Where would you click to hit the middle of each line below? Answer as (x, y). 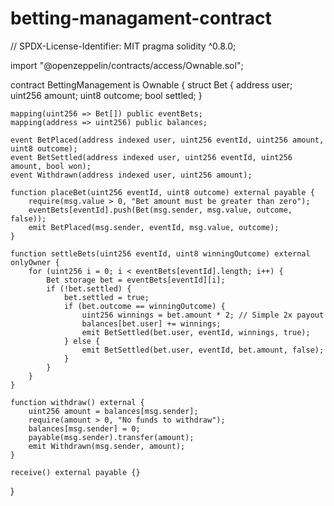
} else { (82, 341)
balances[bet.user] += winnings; (151, 323)
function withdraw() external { (77, 402)
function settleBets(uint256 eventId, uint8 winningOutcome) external (160, 253)
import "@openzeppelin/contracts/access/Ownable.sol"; (127, 65)
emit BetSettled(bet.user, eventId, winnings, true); (196, 332)
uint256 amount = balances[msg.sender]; (113, 411)
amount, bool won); (51, 166)
